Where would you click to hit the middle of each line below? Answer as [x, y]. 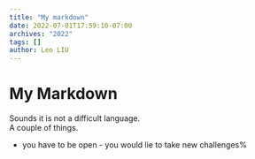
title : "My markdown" [49, 17]
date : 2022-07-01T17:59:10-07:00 [71, 26]
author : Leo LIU [39, 50]
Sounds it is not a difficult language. [75, 118]
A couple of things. [44, 128]
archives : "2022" [41, 34]
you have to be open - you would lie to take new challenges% [135, 145]
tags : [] [25, 42]
